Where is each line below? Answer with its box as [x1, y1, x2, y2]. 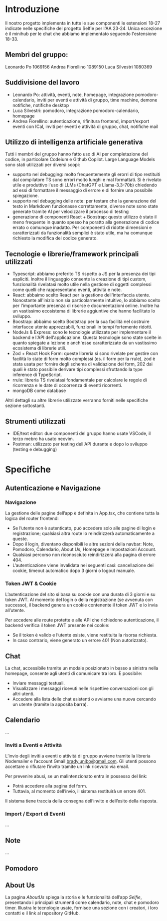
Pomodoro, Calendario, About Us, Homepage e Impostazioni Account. [12, 546, 157, 552]
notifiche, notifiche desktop [12, 102, 69, 108]
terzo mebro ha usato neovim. [12, 436, 74, 441]
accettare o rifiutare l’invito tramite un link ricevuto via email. [5, 763, 130, 769]
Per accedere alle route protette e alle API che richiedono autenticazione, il [5, 617, 159, 623]
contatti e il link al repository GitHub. [5, 910, 80, 916]
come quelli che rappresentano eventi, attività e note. [12, 286, 122, 293]
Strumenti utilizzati [5, 417, 66, 425]
